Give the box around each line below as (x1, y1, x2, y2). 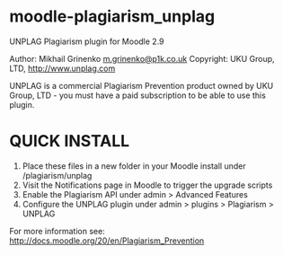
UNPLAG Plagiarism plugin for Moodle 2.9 (9, 36, 164, 47)
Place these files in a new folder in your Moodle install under (22, 160, 246, 171)
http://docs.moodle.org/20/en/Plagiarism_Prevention (9, 235, 205, 246)
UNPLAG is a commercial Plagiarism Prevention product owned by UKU (9, 80, 274, 91)
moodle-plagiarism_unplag (9, 6, 216, 27)
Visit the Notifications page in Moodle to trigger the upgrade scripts (22, 180, 273, 190)
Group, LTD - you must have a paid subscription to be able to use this (9, 90, 267, 101)
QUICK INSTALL (9, 131, 130, 152)
